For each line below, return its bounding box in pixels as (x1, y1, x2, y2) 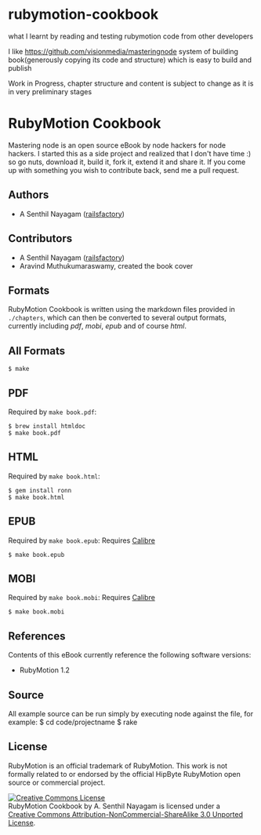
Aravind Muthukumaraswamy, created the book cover (19, 261, 194, 270)
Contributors (8, 232, 73, 245)
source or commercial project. (8, 778, 106, 787)
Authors (8, 189, 49, 202)
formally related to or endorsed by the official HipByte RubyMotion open (8, 769, 241, 778)
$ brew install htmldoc (8, 422, 86, 430)
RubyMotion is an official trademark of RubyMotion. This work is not (8, 760, 228, 771)
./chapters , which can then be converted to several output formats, (8, 313, 227, 323)
